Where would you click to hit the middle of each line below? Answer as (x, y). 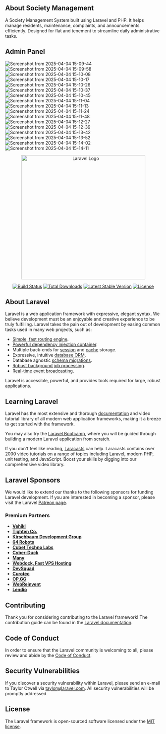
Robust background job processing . (49, 366)
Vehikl (19, 526)
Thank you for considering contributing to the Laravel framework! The (76, 617)
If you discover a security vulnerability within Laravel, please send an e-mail (83, 683)
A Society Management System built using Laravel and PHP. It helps (75, 20)
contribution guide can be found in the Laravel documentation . (69, 623)
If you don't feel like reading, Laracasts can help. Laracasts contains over (80, 449)
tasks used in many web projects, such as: (49, 329)
